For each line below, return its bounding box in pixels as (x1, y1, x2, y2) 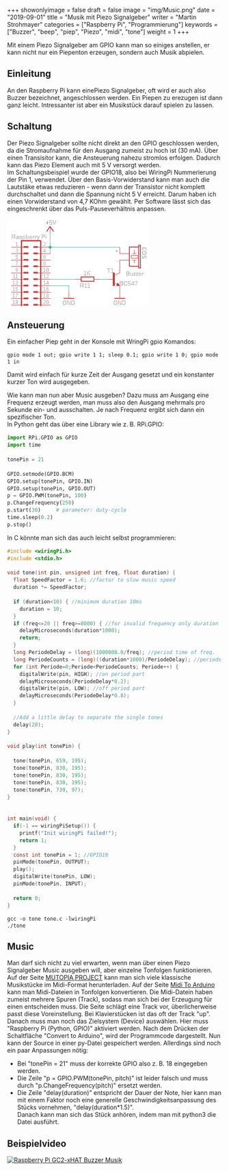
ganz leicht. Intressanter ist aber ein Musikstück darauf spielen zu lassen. (7, 101, 214, 109)
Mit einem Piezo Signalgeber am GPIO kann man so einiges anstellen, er (7, 41, 211, 49)
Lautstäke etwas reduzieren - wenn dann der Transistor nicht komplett (7, 182, 205, 191)
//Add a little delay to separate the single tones (13, 714, 164, 721)
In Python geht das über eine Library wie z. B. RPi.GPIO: (7, 420, 164, 428)
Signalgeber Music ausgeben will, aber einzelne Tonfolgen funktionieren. (7, 966, 213, 974)
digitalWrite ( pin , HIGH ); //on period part (19, 671, 146, 677)
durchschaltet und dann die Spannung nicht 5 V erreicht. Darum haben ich (7, 190, 217, 198)
